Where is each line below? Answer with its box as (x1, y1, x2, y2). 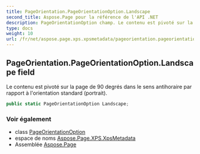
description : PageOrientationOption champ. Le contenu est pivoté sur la (6, 20, 193, 25)
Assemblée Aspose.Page (14, 140, 77, 148)
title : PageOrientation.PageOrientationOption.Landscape (6, 8, 151, 15)
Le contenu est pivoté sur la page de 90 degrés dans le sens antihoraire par (6, 83, 192, 90)
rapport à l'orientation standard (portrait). (6, 89, 108, 97)
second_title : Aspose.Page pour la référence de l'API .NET (6, 14, 159, 20)
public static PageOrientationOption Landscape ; (6, 101, 129, 107)
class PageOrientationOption (14, 128, 86, 135)
